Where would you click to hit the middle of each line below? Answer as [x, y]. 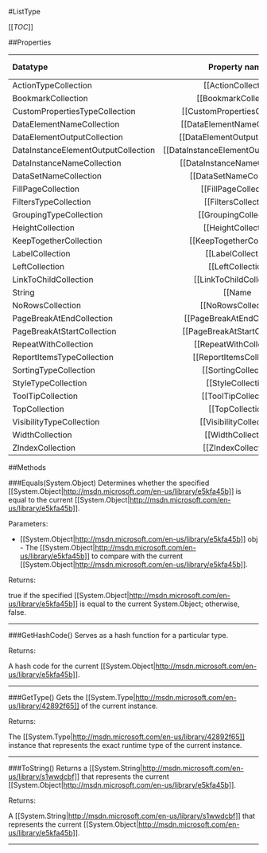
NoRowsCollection [47, 305]
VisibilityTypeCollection [56, 422]
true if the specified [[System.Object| [69, 595]
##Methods [27, 468]
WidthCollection [43, 435]
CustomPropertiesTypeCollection [74, 111]
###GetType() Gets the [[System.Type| [72, 697]
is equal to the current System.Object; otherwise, [159, 604]
